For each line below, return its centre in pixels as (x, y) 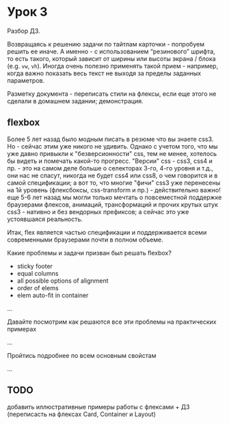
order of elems (38, 287)
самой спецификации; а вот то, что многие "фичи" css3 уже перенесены (114, 183)
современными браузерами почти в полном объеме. (85, 240)
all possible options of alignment (63, 281)
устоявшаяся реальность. (45, 219)
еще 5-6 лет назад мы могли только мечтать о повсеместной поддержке (114, 197)
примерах (22, 329)
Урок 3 (27, 12)
